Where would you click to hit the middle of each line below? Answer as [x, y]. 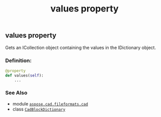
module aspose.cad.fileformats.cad [50, 103]
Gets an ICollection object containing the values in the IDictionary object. [80, 47]
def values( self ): [24, 75]
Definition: [18, 60]
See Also [16, 93]
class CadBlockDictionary [39, 109]
